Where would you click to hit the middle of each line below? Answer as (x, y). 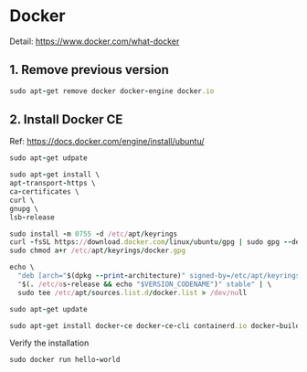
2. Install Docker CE (66, 120)
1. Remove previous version (89, 70)
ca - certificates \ (44, 192)
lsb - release (32, 217)
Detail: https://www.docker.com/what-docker (95, 41)
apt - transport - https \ (53, 184)
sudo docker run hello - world (65, 360)
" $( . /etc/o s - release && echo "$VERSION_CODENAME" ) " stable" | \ (145, 284)
